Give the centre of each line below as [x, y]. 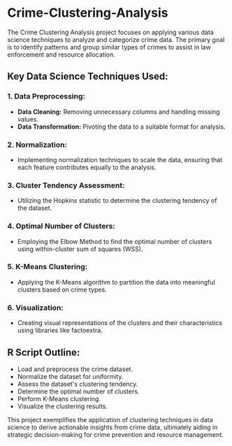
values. [28, 119]
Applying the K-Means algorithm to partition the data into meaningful [116, 282]
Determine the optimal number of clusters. [78, 391]
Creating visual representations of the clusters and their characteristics [119, 323]
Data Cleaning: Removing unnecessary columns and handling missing [118, 111]
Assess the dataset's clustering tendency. [78, 384]
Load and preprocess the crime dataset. [75, 369]
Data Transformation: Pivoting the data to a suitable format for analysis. [121, 127]
